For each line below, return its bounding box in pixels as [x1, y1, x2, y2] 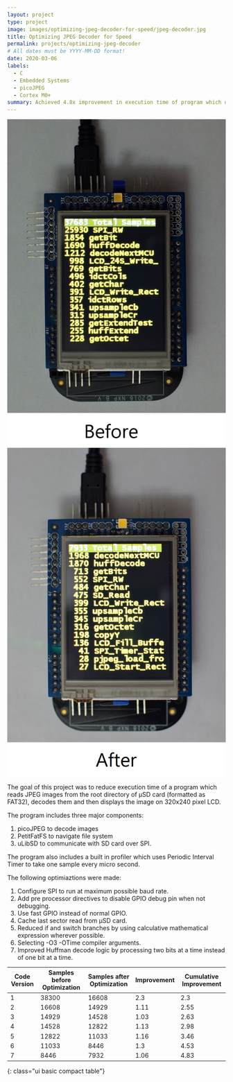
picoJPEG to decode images [17, 824, 99, 832]
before [51, 976, 71, 984]
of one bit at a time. [17, 953, 74, 961]
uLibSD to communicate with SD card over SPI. [17, 839, 152, 848]
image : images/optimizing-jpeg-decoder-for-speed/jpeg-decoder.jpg [7, 26, 207, 33]
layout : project [7, 11, 54, 18]
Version [10, 979, 35, 988]
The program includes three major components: [7, 811, 144, 819]
